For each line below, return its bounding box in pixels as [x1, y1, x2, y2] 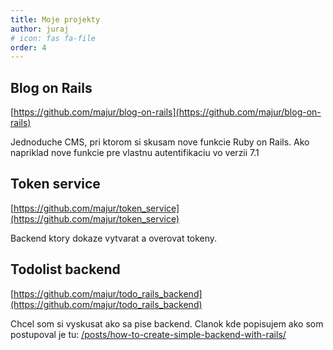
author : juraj [10, 24, 70, 34]
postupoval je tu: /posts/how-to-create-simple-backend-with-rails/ [10, 328, 287, 340]
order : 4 [10, 42, 47, 53]
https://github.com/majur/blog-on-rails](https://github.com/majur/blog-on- [13, 106, 322, 118]
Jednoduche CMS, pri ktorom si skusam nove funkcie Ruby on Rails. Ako [10, 136, 310, 148]
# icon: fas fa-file [10, 33, 97, 43]
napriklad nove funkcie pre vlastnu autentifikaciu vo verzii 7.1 [10, 147, 260, 159]
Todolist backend [10, 261, 121, 278]
